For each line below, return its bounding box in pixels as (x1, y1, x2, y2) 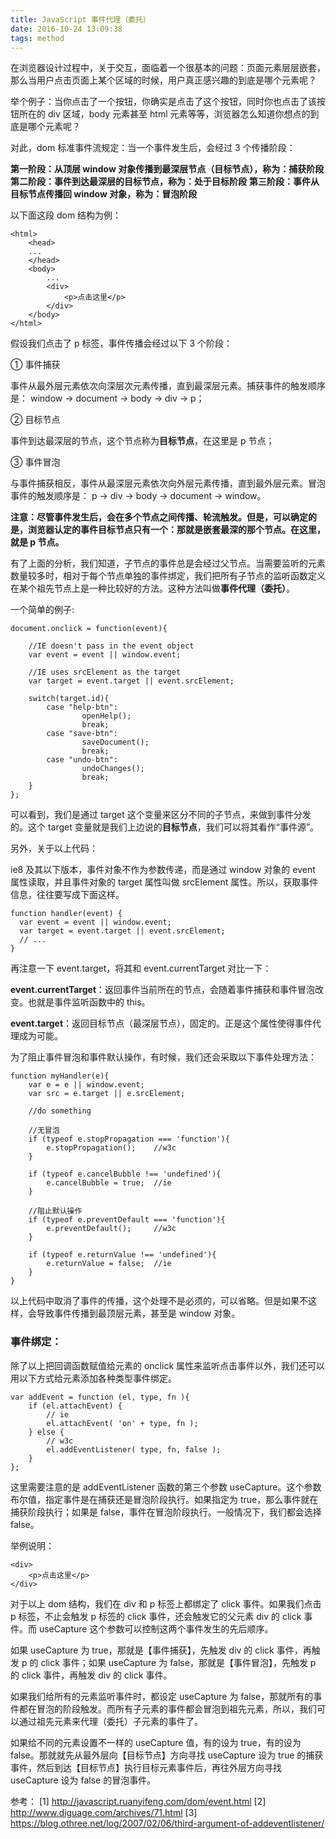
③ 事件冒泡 (10, 456, 61, 468)
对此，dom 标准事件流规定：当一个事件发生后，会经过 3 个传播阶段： (10, 142, 296, 154)
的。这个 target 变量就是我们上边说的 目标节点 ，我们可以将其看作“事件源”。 (10, 821, 320, 833)
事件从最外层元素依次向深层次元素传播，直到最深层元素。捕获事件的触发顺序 (10, 380, 326, 392)
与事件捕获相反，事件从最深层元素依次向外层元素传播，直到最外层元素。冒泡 (10, 477, 326, 490)
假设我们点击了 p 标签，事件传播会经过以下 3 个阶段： (10, 337, 233, 350)
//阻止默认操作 (28, 1206, 83, 1216)
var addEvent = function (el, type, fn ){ (10, 1392, 190, 1402)
